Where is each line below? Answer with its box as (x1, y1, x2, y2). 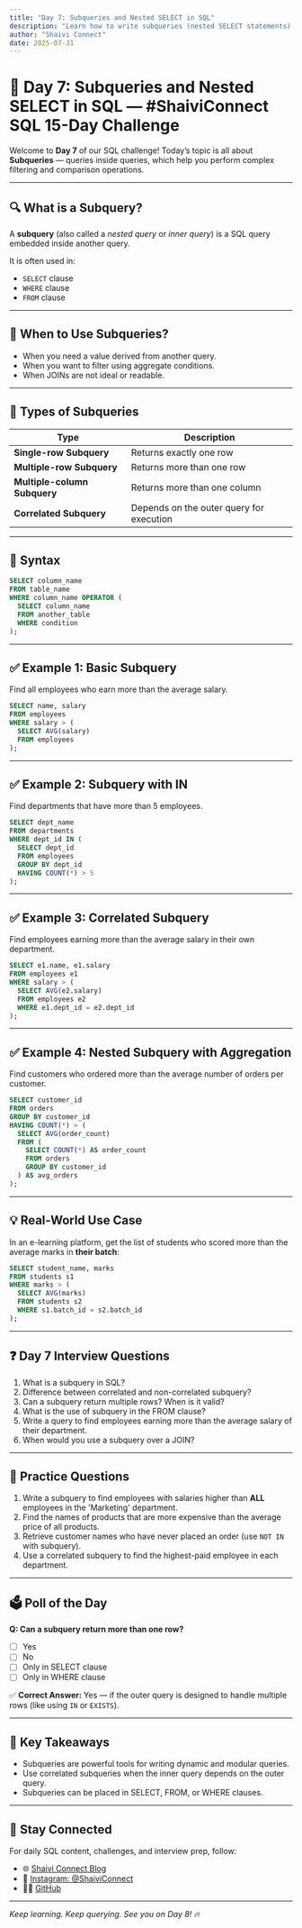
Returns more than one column (130, 481, 262, 494)
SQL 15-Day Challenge (9, 115, 180, 136)
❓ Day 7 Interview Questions (9, 1349, 171, 1364)
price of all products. (22, 1522, 101, 1532)
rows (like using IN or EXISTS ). (9, 1700, 120, 1711)
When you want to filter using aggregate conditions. (22, 359, 216, 370)
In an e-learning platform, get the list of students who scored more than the (9, 1236, 289, 1248)
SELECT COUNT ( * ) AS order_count (25, 1146, 147, 1155)
